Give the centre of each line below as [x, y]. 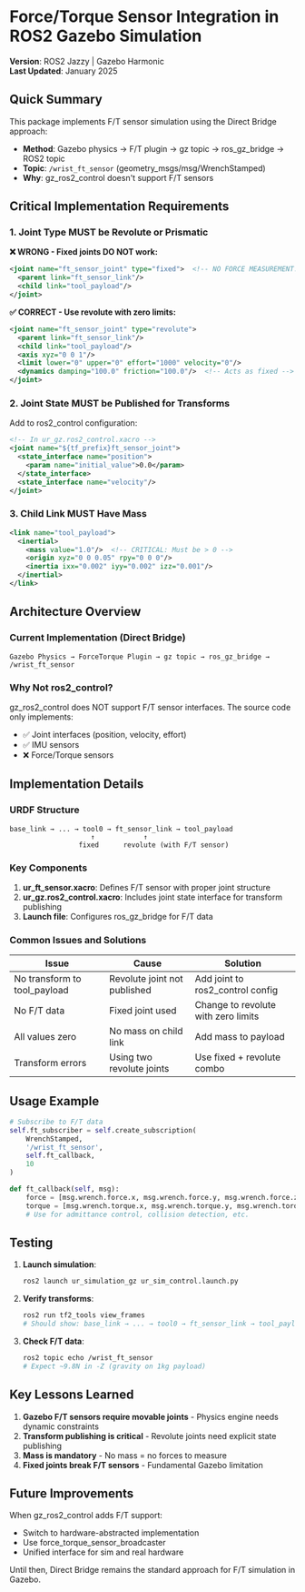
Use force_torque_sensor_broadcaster [94, 1543]
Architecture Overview [75, 612]
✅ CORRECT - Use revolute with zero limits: [93, 312]
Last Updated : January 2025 [64, 71]
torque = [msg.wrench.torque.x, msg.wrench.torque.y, [129, 1206]
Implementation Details [77, 784]
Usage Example [54, 1101]
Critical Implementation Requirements [119, 207]
